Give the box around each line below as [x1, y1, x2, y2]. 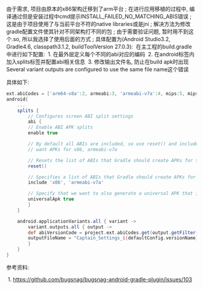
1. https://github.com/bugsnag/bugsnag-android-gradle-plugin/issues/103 [7, 276, 192, 283]
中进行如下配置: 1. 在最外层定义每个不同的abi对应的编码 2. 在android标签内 [6, 51, 195, 57]
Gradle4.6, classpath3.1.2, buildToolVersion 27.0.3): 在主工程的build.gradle [6, 43, 192, 50]
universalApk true [28, 196, 74, 203]
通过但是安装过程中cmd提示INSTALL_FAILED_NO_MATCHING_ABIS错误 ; [11, 13, 192, 20]
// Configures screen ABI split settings [28, 113, 134, 119]
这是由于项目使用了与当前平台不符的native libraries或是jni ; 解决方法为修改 [6, 21, 191, 27]
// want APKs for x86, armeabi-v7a [28, 146, 118, 152]
